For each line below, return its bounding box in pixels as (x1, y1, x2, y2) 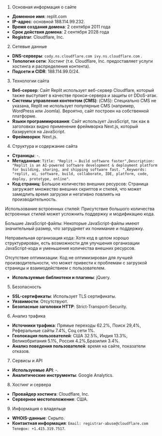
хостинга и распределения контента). (12, 63, 90, 69)
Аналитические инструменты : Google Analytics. (12, 372, 114, 378)
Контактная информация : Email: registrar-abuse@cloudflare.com (12, 420, 148, 426)
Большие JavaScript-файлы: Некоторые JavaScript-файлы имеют (5, 221, 139, 226)
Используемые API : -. (12, 367, 59, 373)
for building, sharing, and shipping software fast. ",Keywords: (12, 167, 147, 172)
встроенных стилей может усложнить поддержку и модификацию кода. (5, 211, 155, 217)
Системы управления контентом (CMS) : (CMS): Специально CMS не (12, 98, 156, 104)
